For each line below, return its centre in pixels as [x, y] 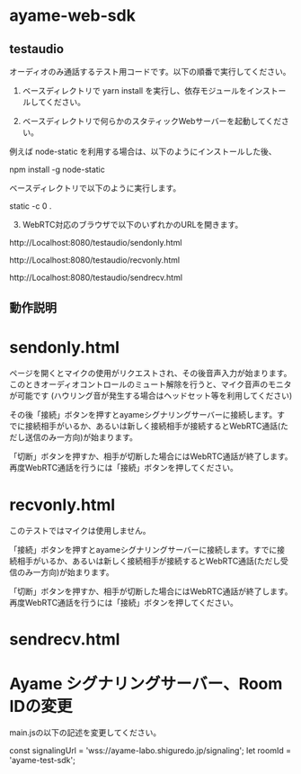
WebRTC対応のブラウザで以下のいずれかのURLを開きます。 [133, 225]
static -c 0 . [31, 206]
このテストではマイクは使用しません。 [80, 531]
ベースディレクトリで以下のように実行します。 [95, 188]
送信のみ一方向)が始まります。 [81, 437]
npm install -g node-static [57, 169]
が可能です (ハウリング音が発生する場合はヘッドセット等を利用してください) [151, 396]
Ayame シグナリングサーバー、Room [146, 684]
